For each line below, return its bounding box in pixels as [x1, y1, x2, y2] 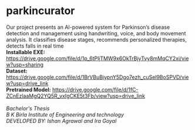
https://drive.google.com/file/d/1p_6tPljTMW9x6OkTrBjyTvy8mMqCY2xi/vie [6, 55, 189, 62]
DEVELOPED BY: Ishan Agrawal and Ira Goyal [6, 117, 117, 124]
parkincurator [6, 4, 75, 18]
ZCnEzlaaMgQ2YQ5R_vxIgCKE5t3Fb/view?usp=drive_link [6, 92, 146, 99]
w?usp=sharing [6, 61, 44, 68]
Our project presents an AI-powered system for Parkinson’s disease [6, 24, 170, 31]
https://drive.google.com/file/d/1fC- [52, 86, 139, 93]
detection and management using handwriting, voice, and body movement [6, 29, 186, 36]
